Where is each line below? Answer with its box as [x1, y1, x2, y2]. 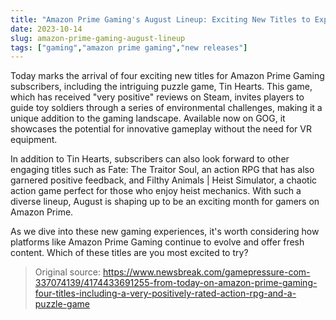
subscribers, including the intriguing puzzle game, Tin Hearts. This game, [10, 81, 313, 93]
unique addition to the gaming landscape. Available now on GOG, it [10, 112, 286, 125]
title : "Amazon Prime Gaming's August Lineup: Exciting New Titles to [10, 14, 311, 25]
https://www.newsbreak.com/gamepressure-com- [102, 266, 311, 278]
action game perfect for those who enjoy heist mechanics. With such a [10, 185, 302, 197]
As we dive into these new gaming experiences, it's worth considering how [10, 226, 320, 238]
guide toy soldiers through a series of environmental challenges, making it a [10, 102, 323, 114]
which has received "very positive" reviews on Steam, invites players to [10, 91, 305, 103]
